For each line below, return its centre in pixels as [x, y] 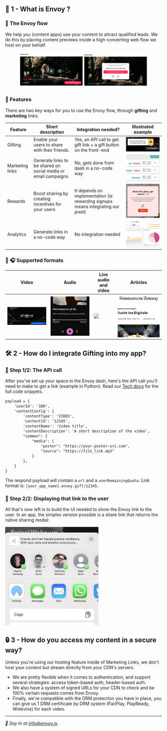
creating [42, 199]
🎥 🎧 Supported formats [34, 260]
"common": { [36, 436]
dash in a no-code [93, 168]
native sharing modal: [27, 520]
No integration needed [97, 235]
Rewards [16, 201]
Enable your [46, 139]
